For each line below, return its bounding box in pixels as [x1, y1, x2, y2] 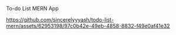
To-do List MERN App [6, 5, 59, 12]
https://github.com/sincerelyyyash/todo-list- [6, 16, 114, 23]
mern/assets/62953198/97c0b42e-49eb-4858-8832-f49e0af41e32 [6, 23, 171, 29]
